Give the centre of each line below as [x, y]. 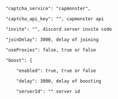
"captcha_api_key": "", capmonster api [55, 19]
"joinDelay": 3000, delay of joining [52, 40]
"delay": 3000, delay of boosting [59, 81]
